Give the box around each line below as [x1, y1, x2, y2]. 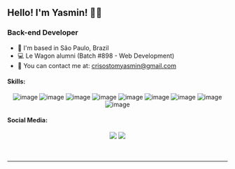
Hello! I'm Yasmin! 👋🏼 [7, 7, 103, 19]
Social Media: [7, 116, 48, 124]
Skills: [7, 77, 26, 86]
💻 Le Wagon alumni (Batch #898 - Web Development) [17, 51, 175, 60]
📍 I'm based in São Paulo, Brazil [17, 43, 110, 52]
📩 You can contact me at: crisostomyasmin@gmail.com [17, 61, 177, 70]
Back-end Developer [7, 28, 78, 38]
